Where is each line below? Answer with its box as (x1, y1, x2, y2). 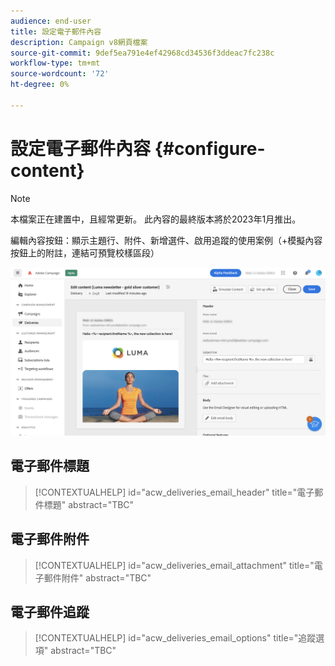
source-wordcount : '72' (10, 69, 110, 79)
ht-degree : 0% (10, 80, 70, 90)
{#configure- (154, 137, 266, 160)
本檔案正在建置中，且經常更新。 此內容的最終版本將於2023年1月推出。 (10, 213, 302, 225)
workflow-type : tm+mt (10, 58, 101, 69)
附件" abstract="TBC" (61, 571, 152, 584)
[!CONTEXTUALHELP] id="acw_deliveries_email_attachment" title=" (34, 559, 315, 571)
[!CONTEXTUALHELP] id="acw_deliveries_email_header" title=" (34, 486, 298, 498)
